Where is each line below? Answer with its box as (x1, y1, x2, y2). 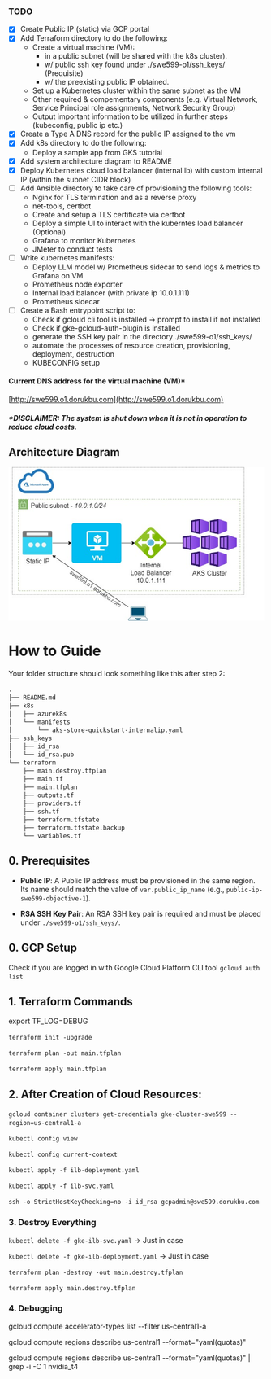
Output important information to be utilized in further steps (32, 112, 229, 121)
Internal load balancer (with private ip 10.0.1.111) (32, 287, 191, 298)
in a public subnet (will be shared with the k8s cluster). (44, 51, 228, 61)
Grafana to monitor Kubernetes (32, 235, 136, 245)
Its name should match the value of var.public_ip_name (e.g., (19, 884, 225, 894)
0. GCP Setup (8, 941, 78, 955)
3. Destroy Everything (8, 1217, 97, 1228)
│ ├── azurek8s (8, 710, 67, 718)
